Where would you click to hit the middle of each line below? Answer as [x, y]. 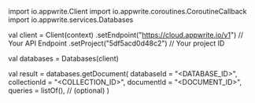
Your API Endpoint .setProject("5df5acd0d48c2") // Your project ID [116, 43]
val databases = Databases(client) [64, 59]
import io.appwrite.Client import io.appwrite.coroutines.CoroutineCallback [128, 11]
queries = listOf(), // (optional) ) [59, 90]
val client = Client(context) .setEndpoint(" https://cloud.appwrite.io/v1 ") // [126, 35]
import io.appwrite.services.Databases [71, 20]
